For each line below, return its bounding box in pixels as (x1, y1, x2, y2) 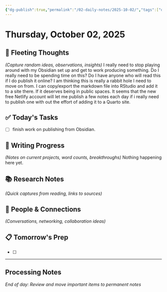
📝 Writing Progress (5, 141, 65, 149)
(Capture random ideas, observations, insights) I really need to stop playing (5, 62, 160, 68)
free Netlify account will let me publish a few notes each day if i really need (5, 93, 159, 100)
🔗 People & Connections (5, 205, 81, 213)
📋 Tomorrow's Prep (5, 233, 69, 242)
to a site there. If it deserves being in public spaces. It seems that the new (5, 88, 157, 94)
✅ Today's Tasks (5, 113, 58, 122)
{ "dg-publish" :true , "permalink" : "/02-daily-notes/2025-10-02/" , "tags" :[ (5, 7, 159, 12)
